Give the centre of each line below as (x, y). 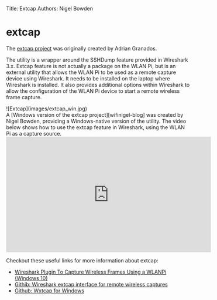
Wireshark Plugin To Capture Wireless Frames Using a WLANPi (90, 272)
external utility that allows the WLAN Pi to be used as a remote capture (91, 72)
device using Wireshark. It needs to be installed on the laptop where (88, 78)
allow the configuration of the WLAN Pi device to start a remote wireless (93, 91)
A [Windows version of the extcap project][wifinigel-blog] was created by (95, 114)
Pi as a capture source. (34, 133)
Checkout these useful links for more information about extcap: (82, 260)
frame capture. (24, 97)
